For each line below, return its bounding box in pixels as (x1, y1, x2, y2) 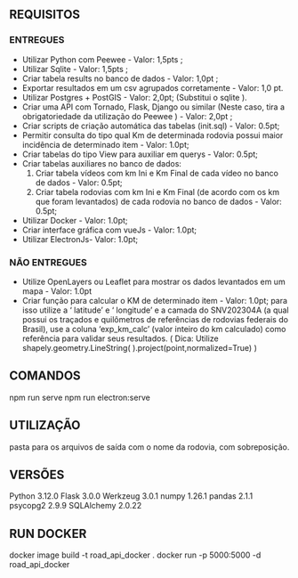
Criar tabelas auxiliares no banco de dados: (21, 158, 182, 168)
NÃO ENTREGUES (9, 256, 87, 268)
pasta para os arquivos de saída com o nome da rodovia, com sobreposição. (9, 441, 290, 452)
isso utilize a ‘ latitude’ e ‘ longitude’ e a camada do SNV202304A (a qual (21, 305, 289, 315)
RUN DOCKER (9, 525, 87, 541)
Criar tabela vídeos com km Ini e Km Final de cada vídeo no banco (35, 167, 278, 178)
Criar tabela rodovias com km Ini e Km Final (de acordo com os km (35, 186, 280, 197)
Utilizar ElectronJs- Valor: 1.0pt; (21, 233, 139, 244)
